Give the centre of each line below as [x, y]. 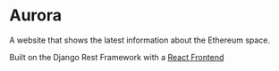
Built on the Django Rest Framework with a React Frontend [117, 57]
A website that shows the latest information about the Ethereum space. [140, 40]
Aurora [36, 16]
